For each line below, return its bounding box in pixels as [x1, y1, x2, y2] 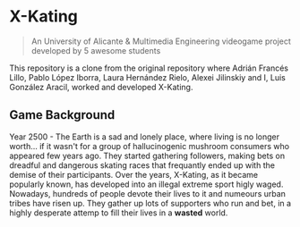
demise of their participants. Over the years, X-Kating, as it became [9, 169, 258, 180]
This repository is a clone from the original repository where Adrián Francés [9, 63, 289, 73]
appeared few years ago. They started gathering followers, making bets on [9, 150, 285, 161]
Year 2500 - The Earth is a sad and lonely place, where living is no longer [9, 131, 280, 142]
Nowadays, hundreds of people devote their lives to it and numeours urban [9, 188, 287, 198]
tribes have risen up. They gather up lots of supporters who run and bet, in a [9, 198, 292, 208]
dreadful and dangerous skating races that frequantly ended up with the [9, 159, 276, 171]
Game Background [9, 107, 116, 122]
